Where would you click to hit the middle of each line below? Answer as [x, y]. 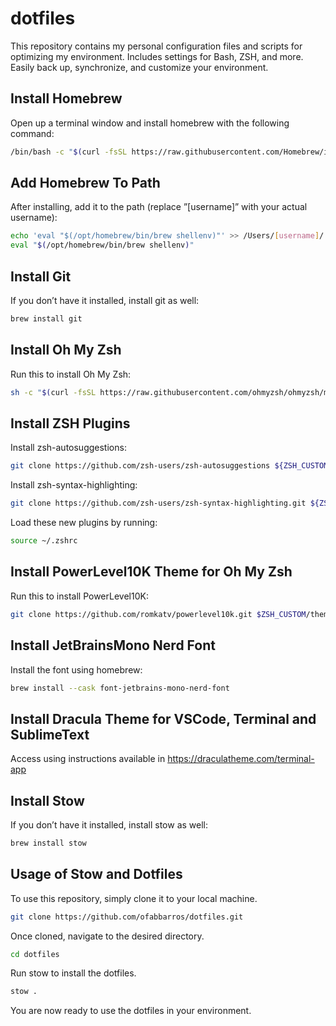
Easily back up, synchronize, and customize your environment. [139, 67]
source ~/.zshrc [44, 541]
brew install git [46, 319]
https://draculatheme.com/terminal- [241, 759]
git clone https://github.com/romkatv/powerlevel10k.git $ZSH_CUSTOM [158, 614]
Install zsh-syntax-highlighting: [74, 485]
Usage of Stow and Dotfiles [96, 874]
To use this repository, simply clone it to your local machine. [134, 898]
